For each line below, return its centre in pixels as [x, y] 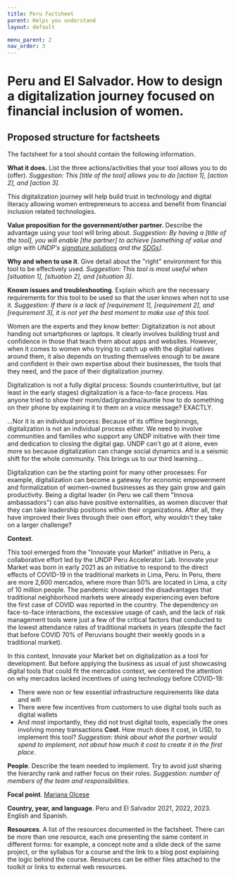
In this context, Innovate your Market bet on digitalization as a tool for [108, 656]
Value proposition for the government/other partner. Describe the [105, 225]
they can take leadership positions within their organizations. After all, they [116, 510]
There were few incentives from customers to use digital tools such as [119, 708]
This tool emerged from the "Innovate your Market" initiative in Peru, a [109, 552]
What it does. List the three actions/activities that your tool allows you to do [117, 168]
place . [27, 752]
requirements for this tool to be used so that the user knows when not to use [118, 298]
